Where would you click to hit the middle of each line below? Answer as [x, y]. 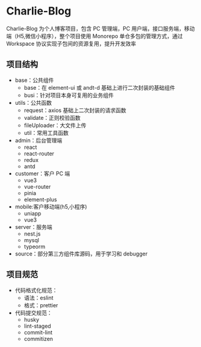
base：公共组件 [34, 80]
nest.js [32, 234]
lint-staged [37, 326]
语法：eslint [39, 298]
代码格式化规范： [36, 290]
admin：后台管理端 [39, 140]
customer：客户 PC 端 [42, 173]
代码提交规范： [33, 313]
